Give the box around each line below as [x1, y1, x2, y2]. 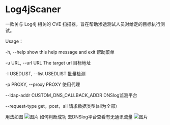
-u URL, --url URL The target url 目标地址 [5, 59, 91, 66]
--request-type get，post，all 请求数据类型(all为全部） [5, 103, 120, 109]
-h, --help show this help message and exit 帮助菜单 [5, 49, 115, 55]
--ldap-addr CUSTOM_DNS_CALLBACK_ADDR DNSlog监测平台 [5, 92, 137, 98]
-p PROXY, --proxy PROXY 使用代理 [5, 81, 80, 87]
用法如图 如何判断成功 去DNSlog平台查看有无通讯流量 [5, 113, 133, 120]
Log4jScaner [5, 4, 61, 15]
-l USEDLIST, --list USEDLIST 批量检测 [5, 70, 86, 77]
